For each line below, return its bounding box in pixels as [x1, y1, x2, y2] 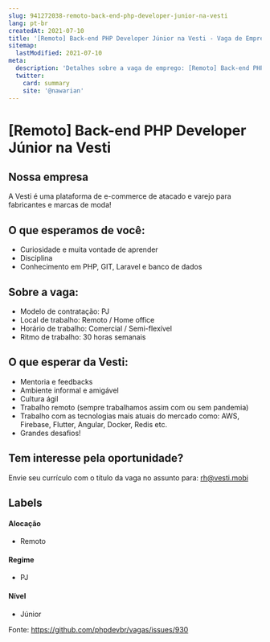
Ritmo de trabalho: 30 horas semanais [19, 332, 146, 342]
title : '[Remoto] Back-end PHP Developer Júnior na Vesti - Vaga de [8, 34, 243, 43]
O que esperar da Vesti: [8, 356, 129, 369]
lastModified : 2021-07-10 [15, 49, 103, 57]
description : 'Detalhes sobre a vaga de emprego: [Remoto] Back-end [15, 64, 250, 72]
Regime [8, 554, 35, 564]
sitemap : [8, 42, 38, 50]
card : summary [22, 79, 70, 87]
